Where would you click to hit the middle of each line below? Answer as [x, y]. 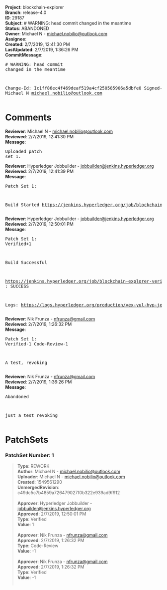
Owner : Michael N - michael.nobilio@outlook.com [56, 34]
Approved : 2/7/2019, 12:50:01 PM [52, 514]
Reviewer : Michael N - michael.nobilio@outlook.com [59, 131]
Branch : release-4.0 [26, 12]
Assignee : [16, 39]
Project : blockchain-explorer [35, 7]
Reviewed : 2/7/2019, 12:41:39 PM [39, 171]
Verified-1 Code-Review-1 [37, 344]
